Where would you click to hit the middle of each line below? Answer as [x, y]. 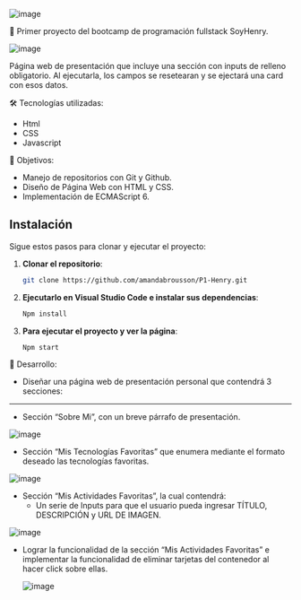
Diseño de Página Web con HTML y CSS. [98, 187]
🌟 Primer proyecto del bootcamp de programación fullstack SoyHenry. [139, 31]
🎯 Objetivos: [32, 160]
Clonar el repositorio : [62, 264]
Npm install [44, 314]
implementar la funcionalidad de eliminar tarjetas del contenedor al [146, 560]
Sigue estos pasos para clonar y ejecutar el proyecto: [107, 246]
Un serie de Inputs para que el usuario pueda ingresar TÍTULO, [151, 506]
